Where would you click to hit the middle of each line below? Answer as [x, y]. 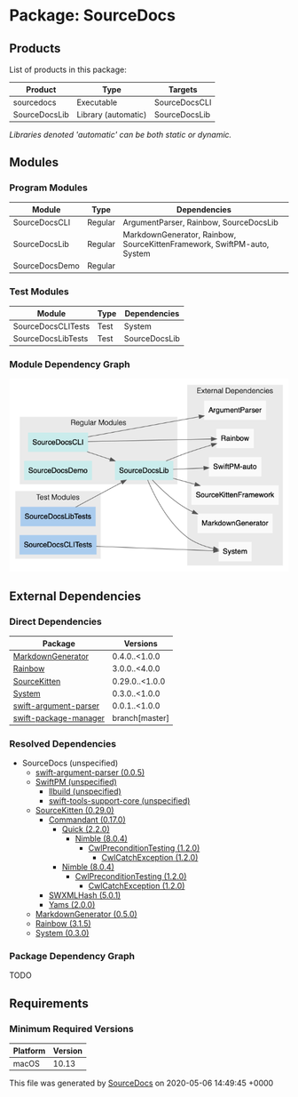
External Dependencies [75, 596]
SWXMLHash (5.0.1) [85, 895]
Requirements [49, 1003]
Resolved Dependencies [63, 743]
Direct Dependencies [55, 621]
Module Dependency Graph [70, 364]
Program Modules [49, 188]
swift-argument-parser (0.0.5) [90, 773]
